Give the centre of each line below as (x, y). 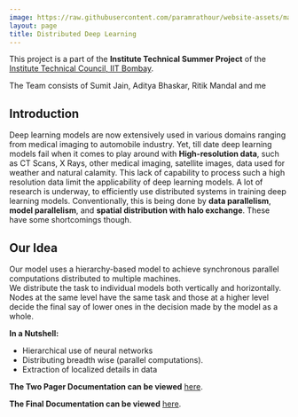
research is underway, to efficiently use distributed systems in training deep (148, 192)
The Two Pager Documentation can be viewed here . (106, 386)
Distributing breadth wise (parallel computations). (113, 360)
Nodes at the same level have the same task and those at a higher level (139, 297)
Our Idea (33, 248)
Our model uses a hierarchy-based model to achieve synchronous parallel (144, 269)
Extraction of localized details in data (90, 370)
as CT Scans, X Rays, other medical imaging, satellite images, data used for (147, 163)
